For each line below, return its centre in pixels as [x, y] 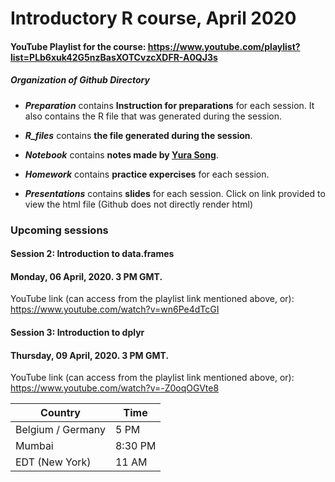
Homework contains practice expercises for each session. [147, 174]
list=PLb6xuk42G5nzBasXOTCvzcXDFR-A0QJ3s [114, 57]
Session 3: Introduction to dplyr [77, 333]
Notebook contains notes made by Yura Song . [121, 154]
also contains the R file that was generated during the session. [153, 116]
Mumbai [34, 446]
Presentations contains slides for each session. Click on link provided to [175, 193]
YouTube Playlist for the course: [78, 46]
